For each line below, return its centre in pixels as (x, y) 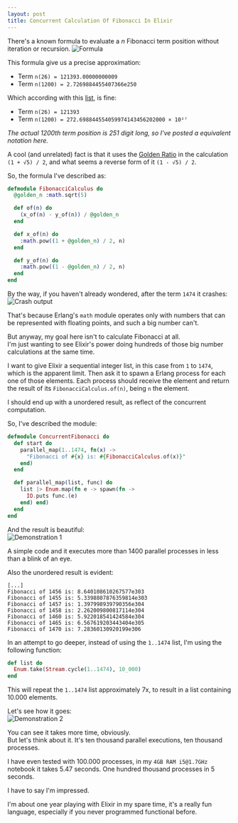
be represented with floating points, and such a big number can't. (103, 323)
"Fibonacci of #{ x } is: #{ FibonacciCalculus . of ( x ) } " (106, 456)
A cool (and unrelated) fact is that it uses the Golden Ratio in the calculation (118, 154)
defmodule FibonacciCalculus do (55, 189)
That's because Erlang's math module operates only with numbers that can (117, 315)
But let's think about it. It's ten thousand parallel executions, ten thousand (115, 740)
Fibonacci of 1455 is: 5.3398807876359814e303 (77, 598)
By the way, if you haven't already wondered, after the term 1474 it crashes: (118, 294)
